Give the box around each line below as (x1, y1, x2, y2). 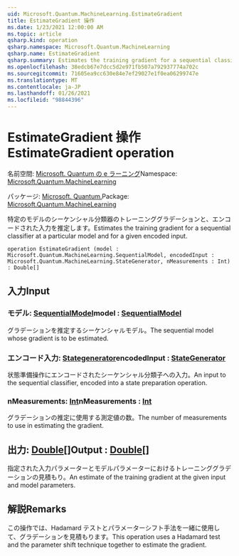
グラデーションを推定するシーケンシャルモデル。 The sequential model (7, 325, 214, 335)
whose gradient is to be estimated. (7, 334, 109, 342)
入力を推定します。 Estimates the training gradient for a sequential (38, 224, 231, 232)
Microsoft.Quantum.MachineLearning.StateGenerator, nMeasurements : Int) (7, 258, 231, 265)
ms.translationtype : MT (7, 76, 78, 84)
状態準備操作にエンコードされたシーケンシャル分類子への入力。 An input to (7, 370, 226, 379)
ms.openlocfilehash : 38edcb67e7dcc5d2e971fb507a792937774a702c (7, 63, 199, 70)
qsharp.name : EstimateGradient (7, 51, 100, 58)
